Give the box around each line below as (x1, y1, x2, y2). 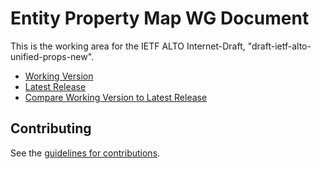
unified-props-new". (10, 50, 95, 62)
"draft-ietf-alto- (247, 40, 312, 52)
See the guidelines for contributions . (10, 147, 161, 159)
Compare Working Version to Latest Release (24, 91, 208, 103)
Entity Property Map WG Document (10, 7, 310, 30)
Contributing (10, 120, 92, 137)
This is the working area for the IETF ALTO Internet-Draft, (10, 40, 246, 52)
